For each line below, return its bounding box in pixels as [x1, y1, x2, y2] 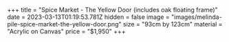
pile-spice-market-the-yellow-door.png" [7, 20, 122, 28]
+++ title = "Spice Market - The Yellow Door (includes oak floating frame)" [7, 6, 218, 14]
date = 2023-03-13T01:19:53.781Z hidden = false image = [7, 13, 170, 21]
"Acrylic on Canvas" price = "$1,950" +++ [7, 27, 126, 35]
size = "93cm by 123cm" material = [122, 20, 223, 28]
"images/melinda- [171, 13, 222, 21]
